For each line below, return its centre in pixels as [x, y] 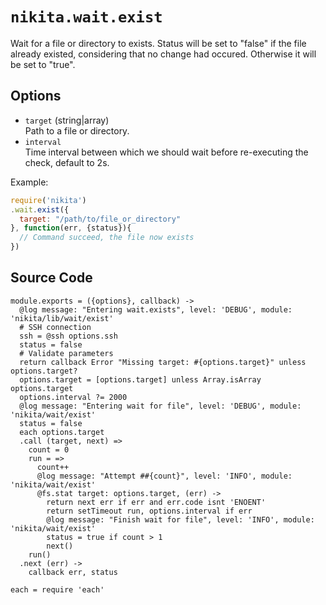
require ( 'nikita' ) [48, 200]
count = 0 [49, 449]
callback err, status [73, 572]
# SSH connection [55, 327]
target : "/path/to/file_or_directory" [100, 219]
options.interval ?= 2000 [73, 397]
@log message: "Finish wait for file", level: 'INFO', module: [180, 519]
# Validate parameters [66, 353]
